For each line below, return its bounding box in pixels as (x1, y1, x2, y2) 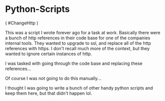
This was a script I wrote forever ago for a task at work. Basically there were (5, 29, 161, 35)
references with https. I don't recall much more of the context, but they (5, 45, 150, 51)
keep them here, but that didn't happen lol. (5, 90, 93, 96)
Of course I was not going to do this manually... (5, 75, 102, 81)
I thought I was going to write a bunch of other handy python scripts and (5, 85, 153, 91)
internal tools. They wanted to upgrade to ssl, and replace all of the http (5, 40, 151, 46)
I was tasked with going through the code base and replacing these (5, 60, 143, 66)
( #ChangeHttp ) (5, 20, 39, 26)
